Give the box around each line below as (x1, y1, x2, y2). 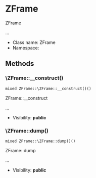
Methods (5, 59, 34, 68)
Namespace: (12, 45, 39, 51)
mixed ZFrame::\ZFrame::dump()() (5, 139, 76, 144)
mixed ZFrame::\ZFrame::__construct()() (5, 86, 92, 91)
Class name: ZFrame (12, 39, 56, 46)
